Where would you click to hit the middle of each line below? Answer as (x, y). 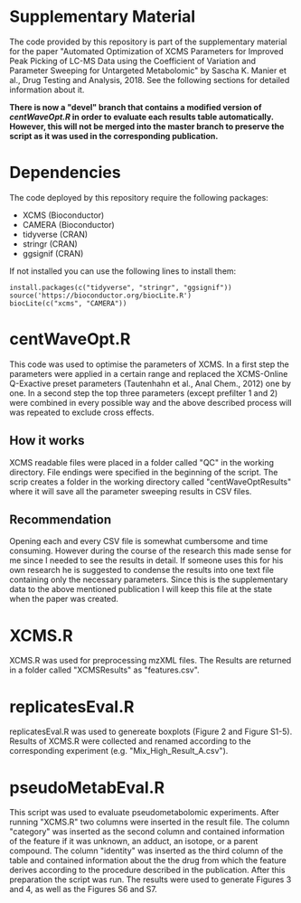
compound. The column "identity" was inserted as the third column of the (146, 851)
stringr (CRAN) (50, 244)
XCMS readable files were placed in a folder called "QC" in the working (141, 462)
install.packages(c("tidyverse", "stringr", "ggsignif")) (121, 287)
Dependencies (65, 173)
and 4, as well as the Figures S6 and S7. (84, 889)
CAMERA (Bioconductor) (68, 224)
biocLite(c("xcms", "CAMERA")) (68, 303)
